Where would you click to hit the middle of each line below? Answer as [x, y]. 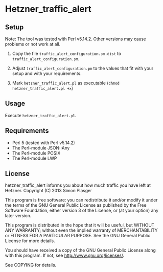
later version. [18, 216]
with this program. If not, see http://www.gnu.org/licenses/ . [65, 255]
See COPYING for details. [31, 265]
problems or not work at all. [33, 44]
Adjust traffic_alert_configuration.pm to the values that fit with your [83, 68]
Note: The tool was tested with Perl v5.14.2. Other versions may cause [76, 39]
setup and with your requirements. [47, 74]
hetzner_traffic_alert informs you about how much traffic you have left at [78, 185]
